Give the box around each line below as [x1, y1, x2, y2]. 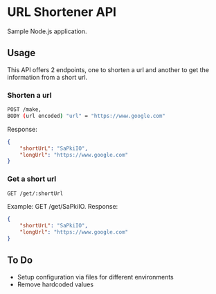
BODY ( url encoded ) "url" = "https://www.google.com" [7, 112, 166, 119]
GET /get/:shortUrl [7, 190, 64, 197]
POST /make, [7, 106, 42, 113]
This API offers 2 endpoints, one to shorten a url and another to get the [7, 65, 210, 73]
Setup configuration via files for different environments [17, 273, 174, 281]
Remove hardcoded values [17, 280, 94, 288]
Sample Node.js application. [7, 27, 88, 35]
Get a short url [7, 174, 57, 184]
